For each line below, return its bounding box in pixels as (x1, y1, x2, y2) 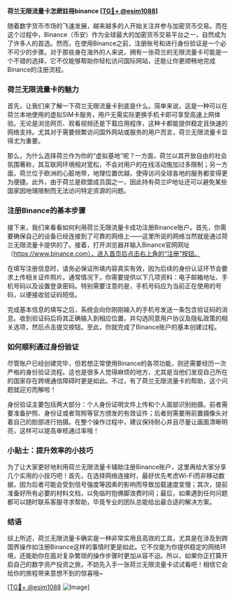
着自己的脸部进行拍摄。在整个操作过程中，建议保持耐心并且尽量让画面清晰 (7, 418, 222, 426)
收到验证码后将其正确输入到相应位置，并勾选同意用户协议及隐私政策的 (19, 314, 222, 322)
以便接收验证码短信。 (19, 290, 81, 299)
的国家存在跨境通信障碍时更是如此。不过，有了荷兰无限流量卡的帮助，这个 (7, 376, 222, 385)
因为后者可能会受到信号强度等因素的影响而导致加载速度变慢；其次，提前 (19, 480, 228, 489)
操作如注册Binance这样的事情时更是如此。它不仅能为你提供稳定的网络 (19, 543, 221, 551)
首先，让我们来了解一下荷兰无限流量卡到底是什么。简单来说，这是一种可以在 (7, 101, 228, 111)
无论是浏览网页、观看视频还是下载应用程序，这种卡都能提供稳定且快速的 (19, 119, 228, 128)
